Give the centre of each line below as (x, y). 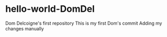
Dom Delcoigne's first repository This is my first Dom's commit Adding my (84, 23)
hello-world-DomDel (50, 9)
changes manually (25, 28)
